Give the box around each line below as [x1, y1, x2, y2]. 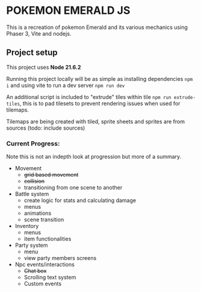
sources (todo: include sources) [6, 124, 85, 132]
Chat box [23, 267, 47, 275]
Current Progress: [6, 139, 60, 148]
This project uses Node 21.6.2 [6, 63, 81, 71]
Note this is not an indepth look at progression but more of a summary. [6, 153, 182, 160]
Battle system [14, 191, 49, 198]
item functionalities [23, 235, 72, 243]
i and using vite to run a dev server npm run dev [6, 81, 125, 89]
